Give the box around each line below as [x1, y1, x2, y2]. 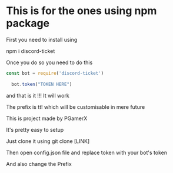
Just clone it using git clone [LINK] [6, 137, 90, 145]
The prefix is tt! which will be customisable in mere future [6, 103, 145, 110]
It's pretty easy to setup [6, 126, 64, 133]
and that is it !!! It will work [6, 92, 69, 99]
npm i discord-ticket [6, 47, 55, 54]
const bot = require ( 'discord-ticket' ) [6, 70, 104, 76]
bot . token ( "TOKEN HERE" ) [11, 81, 72, 87]
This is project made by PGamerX [6, 115, 88, 122]
